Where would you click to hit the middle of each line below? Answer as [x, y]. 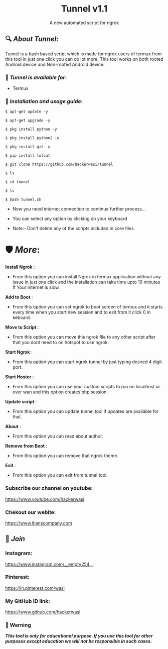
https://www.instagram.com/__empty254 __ [49, 564]
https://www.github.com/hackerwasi [43, 612]
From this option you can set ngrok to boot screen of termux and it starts [88, 307]
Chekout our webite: [31, 512]
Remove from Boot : [26, 446]
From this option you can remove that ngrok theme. [65, 456]
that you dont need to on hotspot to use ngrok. [61, 343]
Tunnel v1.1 [84, 9]
